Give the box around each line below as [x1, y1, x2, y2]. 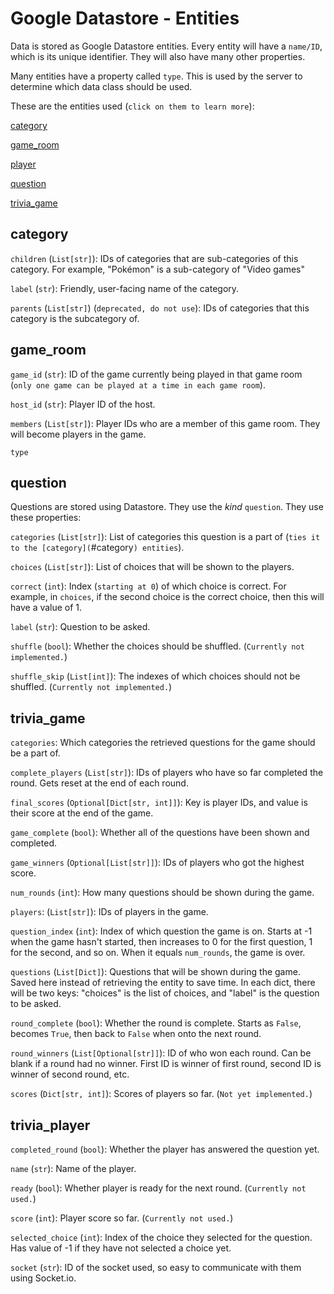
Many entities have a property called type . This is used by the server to [10, 70, 303, 82]
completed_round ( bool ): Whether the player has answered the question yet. [10, 1143, 320, 1155]
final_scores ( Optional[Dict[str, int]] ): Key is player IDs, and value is [10, 797, 308, 809]
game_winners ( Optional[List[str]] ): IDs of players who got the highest [10, 857, 305, 869]
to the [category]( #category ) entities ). [10, 542, 185, 554]
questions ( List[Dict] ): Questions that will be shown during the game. [10, 966, 301, 978]
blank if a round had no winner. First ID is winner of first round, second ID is [10, 1058, 322, 1070]
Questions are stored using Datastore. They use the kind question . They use [10, 501, 324, 513]
